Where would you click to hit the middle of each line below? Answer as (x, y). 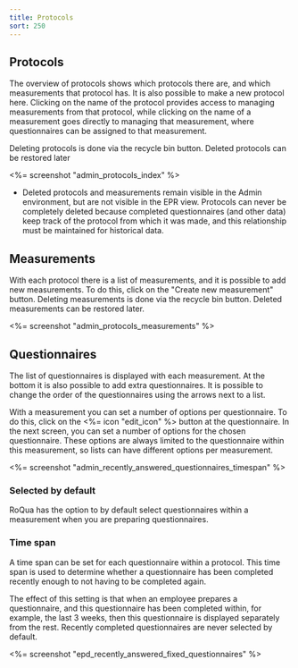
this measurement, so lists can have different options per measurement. (141, 450)
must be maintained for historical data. (93, 231)
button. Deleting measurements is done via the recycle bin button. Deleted (146, 300)
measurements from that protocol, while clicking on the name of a (130, 112)
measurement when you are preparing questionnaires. (109, 520)
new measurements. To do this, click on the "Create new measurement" (141, 290)
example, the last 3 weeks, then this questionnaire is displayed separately (145, 617)
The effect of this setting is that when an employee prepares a (124, 598)
